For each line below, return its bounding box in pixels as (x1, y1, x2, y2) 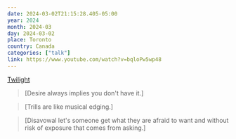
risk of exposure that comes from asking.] (24, 124, 146, 132)
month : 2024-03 (7, 23, 52, 30)
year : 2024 (7, 17, 39, 24)
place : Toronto (7, 37, 52, 44)
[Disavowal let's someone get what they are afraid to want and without (24, 116, 229, 124)
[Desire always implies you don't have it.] (24, 88, 144, 97)
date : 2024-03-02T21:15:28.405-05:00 (7, 10, 118, 18)
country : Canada (7, 43, 55, 50)
